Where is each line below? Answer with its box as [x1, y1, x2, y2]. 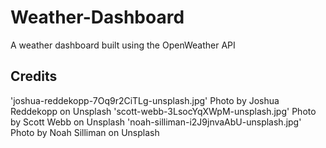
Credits [10, 68, 58, 85]
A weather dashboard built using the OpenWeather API [10, 39, 236, 51]
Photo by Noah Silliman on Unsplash [10, 126, 160, 138]
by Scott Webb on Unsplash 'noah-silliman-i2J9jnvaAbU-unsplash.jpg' [10, 116, 302, 128]
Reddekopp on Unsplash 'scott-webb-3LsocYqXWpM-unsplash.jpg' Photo [10, 105, 317, 117]
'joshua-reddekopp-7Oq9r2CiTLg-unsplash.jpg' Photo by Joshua [10, 94, 280, 106]
